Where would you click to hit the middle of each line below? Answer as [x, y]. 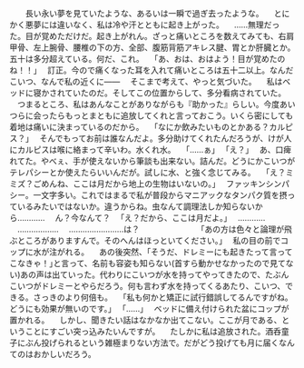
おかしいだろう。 [65, 354]
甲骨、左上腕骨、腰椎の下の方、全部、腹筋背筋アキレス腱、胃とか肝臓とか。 [152, 47]
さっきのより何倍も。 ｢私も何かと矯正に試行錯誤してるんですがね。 [163, 297]
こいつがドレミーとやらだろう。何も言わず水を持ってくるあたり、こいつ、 [147, 286]
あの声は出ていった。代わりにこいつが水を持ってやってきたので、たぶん [155, 274]
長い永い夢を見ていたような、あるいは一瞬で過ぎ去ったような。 [144, 13]
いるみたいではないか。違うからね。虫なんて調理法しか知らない [136, 206]
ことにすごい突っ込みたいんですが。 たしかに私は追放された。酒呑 [153, 331]
